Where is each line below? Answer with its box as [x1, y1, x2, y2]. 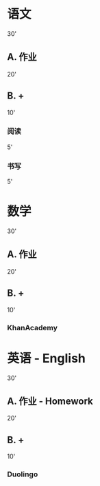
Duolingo [7, 469, 38, 479]
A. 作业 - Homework [7, 395, 94, 407]
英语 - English [7, 350, 86, 366]
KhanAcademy [7, 323, 58, 332]
